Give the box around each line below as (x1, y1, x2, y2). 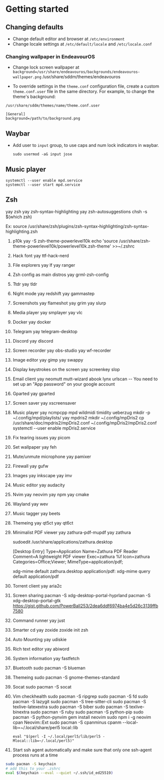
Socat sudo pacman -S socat (12, 684, 71, 689)
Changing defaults (5, 23, 64, 31)
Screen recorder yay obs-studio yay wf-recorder (12, 347, 112, 353)
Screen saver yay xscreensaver (12, 400, 76, 406)
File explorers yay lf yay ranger (12, 262, 75, 268)
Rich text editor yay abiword (12, 646, 70, 652)
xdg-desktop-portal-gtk (12, 597, 61, 603)
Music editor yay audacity (12, 482, 65, 488)
